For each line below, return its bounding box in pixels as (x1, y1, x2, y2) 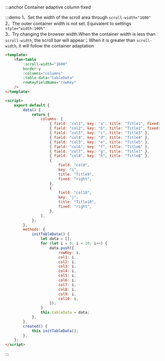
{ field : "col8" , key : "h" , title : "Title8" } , (49, 154, 150, 158)
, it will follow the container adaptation (16, 43, 94, 49)
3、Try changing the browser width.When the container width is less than (5, 31, 156, 37)
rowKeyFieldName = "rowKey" (23, 80, 77, 85)
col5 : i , (58, 273, 77, 278)
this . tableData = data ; (40, 310, 90, 315)
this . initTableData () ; (31, 328, 79, 333)
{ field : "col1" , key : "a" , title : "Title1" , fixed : (49, 121, 161, 126)
